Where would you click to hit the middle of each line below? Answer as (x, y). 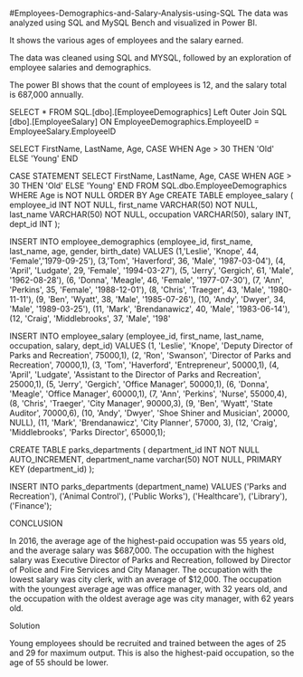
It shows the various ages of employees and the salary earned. (127, 40)
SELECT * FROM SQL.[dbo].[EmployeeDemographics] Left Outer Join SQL (148, 112)
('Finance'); (31, 505)
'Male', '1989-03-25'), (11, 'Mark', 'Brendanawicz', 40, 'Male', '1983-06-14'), (150, 309)
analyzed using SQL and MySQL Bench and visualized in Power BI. (133, 23)
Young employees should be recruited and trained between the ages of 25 (148, 643)
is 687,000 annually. (47, 95)
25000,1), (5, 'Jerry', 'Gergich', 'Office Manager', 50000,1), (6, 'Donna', (139, 384)
